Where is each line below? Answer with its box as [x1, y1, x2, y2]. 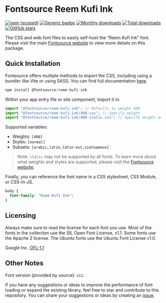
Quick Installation [5, 59, 61, 68]
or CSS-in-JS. [5, 179, 34, 185]
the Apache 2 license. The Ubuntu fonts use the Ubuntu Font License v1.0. [5, 235, 157, 241]
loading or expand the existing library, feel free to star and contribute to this [5, 287, 159, 293]
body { [5, 189, 19, 194]
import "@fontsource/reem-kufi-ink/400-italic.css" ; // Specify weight [5, 115, 156, 120]
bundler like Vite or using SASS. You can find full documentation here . [5, 78, 147, 84]
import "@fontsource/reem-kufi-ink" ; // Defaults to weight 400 [5, 106, 140, 111]
